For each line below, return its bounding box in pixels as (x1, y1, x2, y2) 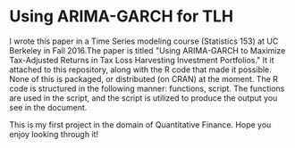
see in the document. (9, 102, 88, 112)
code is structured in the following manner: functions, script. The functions (9, 83, 285, 94)
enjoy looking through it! (9, 128, 99, 139)
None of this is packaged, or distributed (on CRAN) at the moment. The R (9, 73, 279, 84)
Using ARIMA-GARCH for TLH (9, 6, 234, 27)
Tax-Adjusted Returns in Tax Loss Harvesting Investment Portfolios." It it (9, 54, 274, 65)
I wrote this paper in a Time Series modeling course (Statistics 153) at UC (9, 36, 279, 46)
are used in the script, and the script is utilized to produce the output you (9, 92, 278, 103)
